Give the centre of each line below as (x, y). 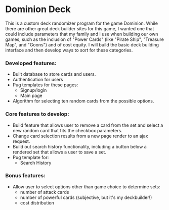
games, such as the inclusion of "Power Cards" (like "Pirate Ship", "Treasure (85, 39)
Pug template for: (31, 157)
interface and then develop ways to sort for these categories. (69, 50)
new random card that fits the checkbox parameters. (67, 130)
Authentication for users (38, 80)
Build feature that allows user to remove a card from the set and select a (88, 125)
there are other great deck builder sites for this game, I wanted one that (80, 28)
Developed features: (31, 63)
